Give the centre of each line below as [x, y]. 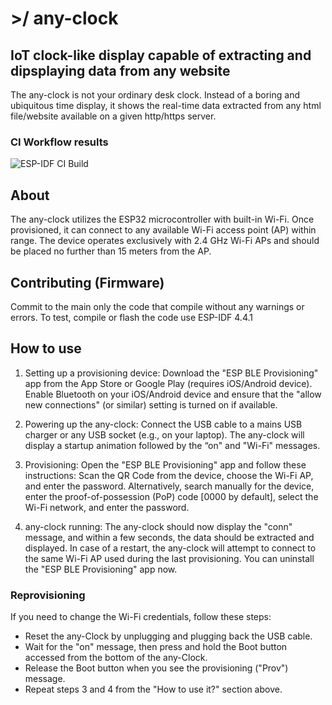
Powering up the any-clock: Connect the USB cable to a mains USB [163, 424]
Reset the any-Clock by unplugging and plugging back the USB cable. [168, 636]
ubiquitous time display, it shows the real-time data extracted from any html [166, 105]
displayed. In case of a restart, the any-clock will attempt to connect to [170, 548]
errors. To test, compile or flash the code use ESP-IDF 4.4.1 [131, 317]
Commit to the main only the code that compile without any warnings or [157, 306]
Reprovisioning [48, 595]
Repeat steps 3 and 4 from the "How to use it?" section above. [153, 689]
